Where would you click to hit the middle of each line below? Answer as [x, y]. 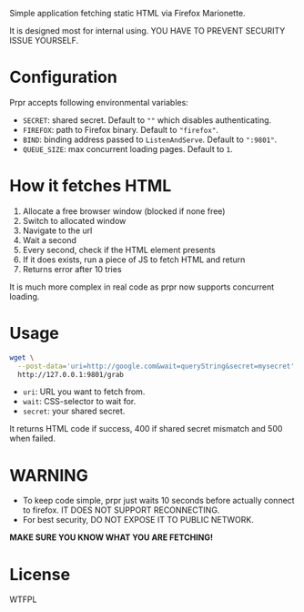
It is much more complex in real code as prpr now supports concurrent [142, 287]
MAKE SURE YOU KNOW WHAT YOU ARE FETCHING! [111, 537]
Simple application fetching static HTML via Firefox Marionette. [127, 13]
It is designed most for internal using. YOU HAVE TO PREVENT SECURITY [147, 31]
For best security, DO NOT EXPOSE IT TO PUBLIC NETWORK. [138, 520]
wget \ [22, 357]
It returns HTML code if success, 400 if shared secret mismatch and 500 [146, 429]
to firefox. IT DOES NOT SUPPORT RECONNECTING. [121, 510]
